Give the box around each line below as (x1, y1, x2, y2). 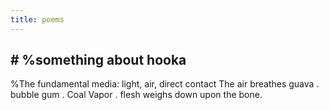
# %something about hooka (10, 52, 187, 69)
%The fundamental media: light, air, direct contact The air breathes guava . (10, 78, 320, 90)
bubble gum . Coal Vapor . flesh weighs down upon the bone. (10, 89, 263, 101)
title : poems (10, 14, 65, 25)
